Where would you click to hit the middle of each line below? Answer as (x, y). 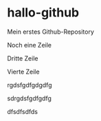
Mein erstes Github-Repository (51, 32)
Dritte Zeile (23, 58)
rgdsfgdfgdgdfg (30, 85)
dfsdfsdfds (22, 111)
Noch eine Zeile (29, 45)
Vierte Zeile (23, 71)
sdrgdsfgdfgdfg (29, 98)
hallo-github (43, 13)
